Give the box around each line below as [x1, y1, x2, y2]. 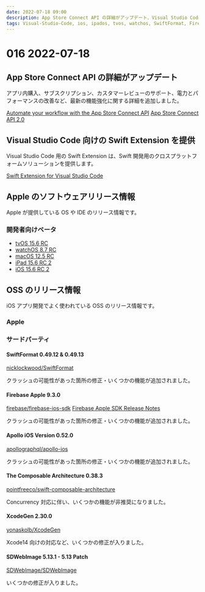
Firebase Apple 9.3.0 [6, 391, 61, 398]
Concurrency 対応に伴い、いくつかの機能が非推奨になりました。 [6, 498, 169, 505]
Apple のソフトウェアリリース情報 [6, 191, 135, 202]
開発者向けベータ [6, 225, 57, 234]
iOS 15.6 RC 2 [15, 266, 50, 273]
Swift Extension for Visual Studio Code [6, 172, 104, 180]
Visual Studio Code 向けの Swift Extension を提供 [6, 135, 195, 145]
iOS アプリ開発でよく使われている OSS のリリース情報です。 [6, 302, 158, 310]
